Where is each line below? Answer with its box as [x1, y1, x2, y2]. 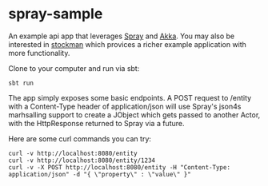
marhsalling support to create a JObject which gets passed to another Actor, [8, 109, 261, 120]
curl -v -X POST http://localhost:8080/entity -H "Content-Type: [8, 163, 230, 172]
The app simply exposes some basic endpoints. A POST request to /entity [8, 93, 252, 102]
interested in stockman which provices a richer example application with [8, 39, 246, 49]
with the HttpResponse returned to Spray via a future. [8, 118, 185, 128]
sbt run [8, 79, 34, 87]
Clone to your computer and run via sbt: [8, 63, 140, 73]
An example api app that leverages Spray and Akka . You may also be [8, 31, 235, 41]
